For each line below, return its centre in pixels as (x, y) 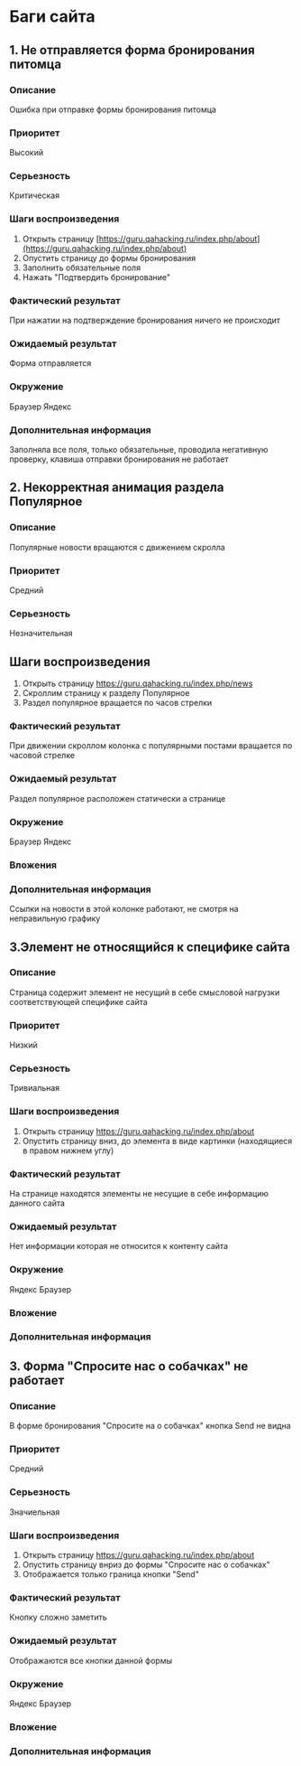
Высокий (27, 153)
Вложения (33, 865)
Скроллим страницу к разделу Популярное (106, 693)
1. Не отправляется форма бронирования (132, 50)
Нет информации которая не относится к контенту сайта (119, 1246)
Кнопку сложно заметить (59, 1617)
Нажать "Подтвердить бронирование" (96, 277)
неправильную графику (55, 918)
